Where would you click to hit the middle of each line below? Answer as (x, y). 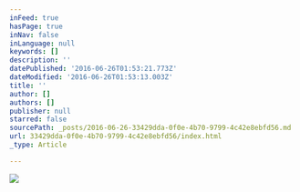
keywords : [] (34, 52)
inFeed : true (34, 18)
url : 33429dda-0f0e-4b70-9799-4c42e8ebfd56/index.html (116, 136)
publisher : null (40, 111)
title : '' (28, 86)
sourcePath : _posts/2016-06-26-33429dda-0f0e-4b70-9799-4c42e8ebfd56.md (150, 128)
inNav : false (34, 35)
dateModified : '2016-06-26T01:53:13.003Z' (91, 77)
